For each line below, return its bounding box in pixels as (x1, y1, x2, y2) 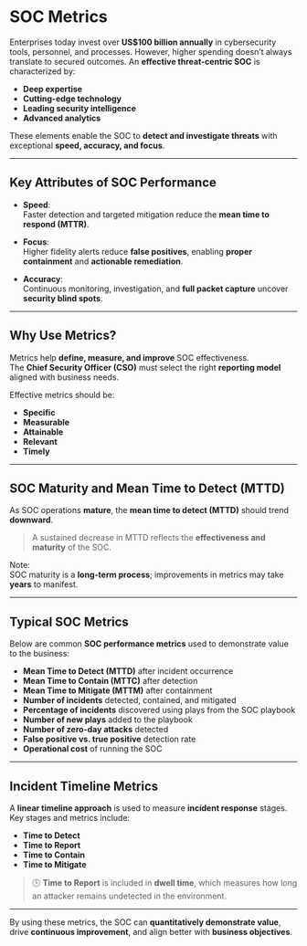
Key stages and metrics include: (9, 813, 131, 823)
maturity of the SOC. (31, 541, 112, 553)
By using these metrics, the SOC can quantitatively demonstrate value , (9, 917, 281, 928)
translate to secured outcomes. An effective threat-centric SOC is (9, 56, 260, 67)
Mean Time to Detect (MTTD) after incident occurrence (22, 666, 234, 677)
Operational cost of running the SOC (22, 743, 163, 754)
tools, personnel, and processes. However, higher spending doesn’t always (9, 46, 292, 57)
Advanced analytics (22, 112, 101, 123)
